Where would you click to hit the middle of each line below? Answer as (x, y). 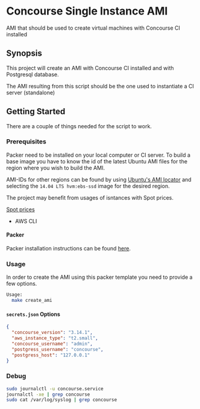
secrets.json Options (33, 314)
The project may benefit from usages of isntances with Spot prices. (90, 197)
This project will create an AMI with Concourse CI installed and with (90, 68)
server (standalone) (31, 93)
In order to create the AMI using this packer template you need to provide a (99, 277)
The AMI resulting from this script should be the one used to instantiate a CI (100, 86)
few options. (22, 284)
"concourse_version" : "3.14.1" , (52, 333)
